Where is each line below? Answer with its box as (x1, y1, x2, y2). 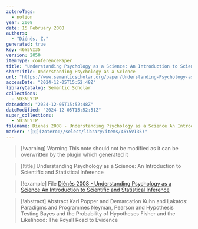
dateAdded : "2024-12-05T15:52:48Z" (6, 101, 94, 107)
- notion (11, 14, 33, 20)
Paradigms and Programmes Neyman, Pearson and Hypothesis (20, 204, 174, 211)
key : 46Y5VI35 (6, 47, 41, 53)
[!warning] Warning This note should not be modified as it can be (20, 144, 179, 151)
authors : (6, 31, 28, 36)
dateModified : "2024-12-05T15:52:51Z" (6, 107, 101, 113)
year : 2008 (6, 19, 33, 25)
